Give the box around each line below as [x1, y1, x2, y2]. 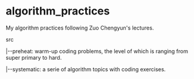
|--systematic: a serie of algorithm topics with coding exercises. [5, 65, 166, 73]
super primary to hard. [5, 54, 62, 61]
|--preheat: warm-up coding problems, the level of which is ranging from [5, 47, 189, 55]
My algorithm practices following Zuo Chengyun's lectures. [5, 24, 154, 31]
